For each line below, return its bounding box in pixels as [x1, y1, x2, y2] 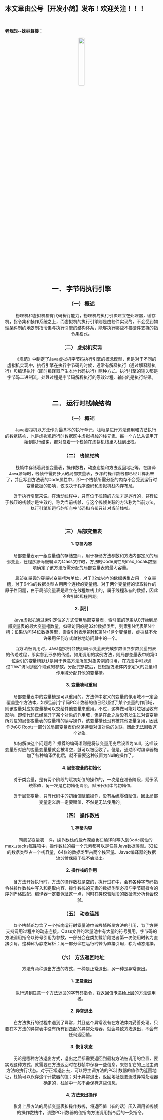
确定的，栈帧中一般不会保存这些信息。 [43, 1080, 120, 1085]
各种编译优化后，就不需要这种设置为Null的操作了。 [35, 752, 137, 758]
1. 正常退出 [71, 978, 92, 984]
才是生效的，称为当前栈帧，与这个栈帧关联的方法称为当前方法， [30, 499, 158, 505]
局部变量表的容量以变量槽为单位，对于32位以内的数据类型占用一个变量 [15, 575, 157, 581]
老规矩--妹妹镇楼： [5, 28, 44, 34]
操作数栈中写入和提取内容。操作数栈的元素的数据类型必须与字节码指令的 [13, 885, 158, 891]
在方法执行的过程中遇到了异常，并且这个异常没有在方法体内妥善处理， [13, 1019, 154, 1025]
